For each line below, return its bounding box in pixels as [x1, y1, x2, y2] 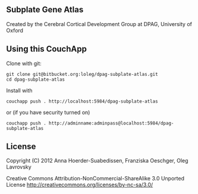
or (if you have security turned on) [6, 109, 90, 116]
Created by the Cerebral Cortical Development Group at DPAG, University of [6, 20, 192, 27]
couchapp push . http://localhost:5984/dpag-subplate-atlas [6, 98, 159, 104]
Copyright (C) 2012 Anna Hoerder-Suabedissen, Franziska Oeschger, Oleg [6, 157, 188, 164]
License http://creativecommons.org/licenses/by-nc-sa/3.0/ [6, 181, 153, 189]
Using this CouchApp [6, 44, 87, 54]
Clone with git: [6, 59, 42, 67]
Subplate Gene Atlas [6, 5, 84, 15]
